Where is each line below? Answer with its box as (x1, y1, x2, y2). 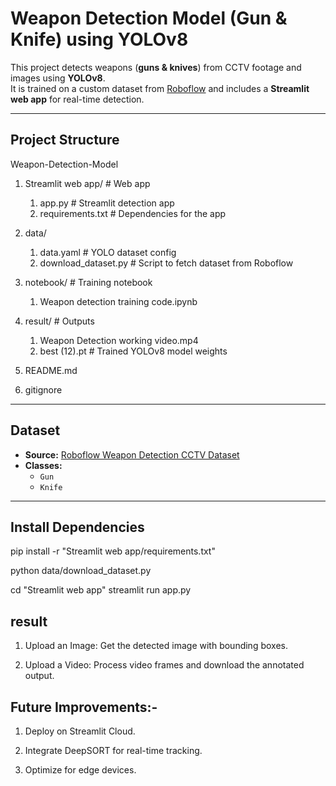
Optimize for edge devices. (24, 764, 137, 776)
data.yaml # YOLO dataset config (39, 246, 177, 258)
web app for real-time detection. (10, 93, 145, 105)
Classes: (24, 459, 63, 471)
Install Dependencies (10, 518, 145, 536)
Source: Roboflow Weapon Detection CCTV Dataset (24, 448, 240, 461)
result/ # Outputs (24, 315, 95, 327)
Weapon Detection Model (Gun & (10, 7, 288, 30)
